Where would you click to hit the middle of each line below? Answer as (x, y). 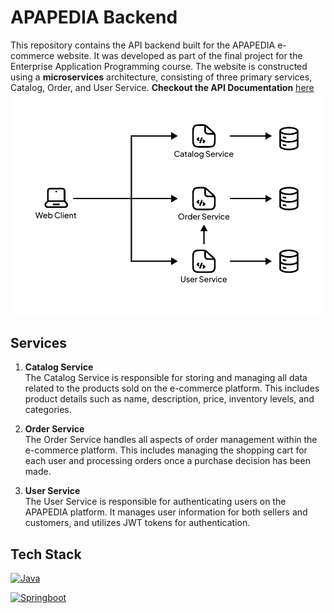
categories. (48, 410)
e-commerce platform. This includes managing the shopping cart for (166, 450)
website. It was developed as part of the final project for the (179, 55)
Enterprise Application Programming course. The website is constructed (159, 66)
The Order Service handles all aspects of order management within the (171, 440)
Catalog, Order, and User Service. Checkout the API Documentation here (162, 87)
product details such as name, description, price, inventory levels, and (169, 399)
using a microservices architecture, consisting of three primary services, (161, 77)
